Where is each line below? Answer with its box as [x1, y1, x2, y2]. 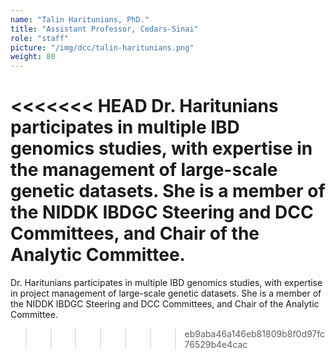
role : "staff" [10, 33, 70, 43]
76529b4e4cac [184, 339, 248, 351]
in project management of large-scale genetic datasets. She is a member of [10, 287, 322, 300]
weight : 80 [10, 52, 56, 62]
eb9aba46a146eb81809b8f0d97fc [184, 328, 326, 340]
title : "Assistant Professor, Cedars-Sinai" [10, 24, 199, 34]
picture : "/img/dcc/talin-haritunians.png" [10, 42, 195, 53]
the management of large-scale [10, 159, 278, 181]
